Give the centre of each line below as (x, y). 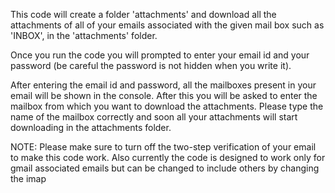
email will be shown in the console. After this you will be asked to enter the (164, 95)
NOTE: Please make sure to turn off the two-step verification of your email (163, 147)
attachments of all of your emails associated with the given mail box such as (167, 25)
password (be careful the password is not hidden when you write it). (151, 65)
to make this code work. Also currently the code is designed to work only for (168, 157)
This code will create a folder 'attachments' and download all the (143, 14)
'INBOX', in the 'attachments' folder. (84, 35)
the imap (28, 178)
